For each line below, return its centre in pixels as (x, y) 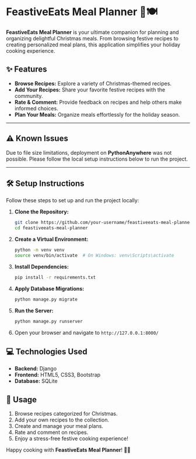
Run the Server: (34, 310)
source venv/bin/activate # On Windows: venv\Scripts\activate (94, 256)
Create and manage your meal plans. (59, 426)
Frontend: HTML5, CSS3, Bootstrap (57, 375)
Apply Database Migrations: (49, 288)
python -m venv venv (39, 250)
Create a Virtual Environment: (51, 239)
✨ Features (27, 69)
